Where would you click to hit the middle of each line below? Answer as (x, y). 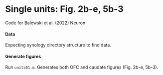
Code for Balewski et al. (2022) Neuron (45, 23)
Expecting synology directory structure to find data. (58, 45)
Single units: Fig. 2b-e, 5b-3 (64, 9)
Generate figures (23, 56)
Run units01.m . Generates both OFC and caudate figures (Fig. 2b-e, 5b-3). (82, 67)
